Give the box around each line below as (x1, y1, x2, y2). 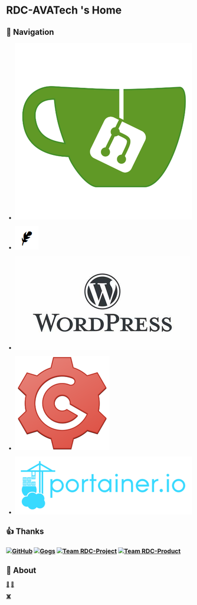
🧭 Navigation (6, 27, 54, 37)
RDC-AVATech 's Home (6, 4, 122, 17)
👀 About (6, 565, 37, 575)
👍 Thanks (6, 527, 44, 537)
